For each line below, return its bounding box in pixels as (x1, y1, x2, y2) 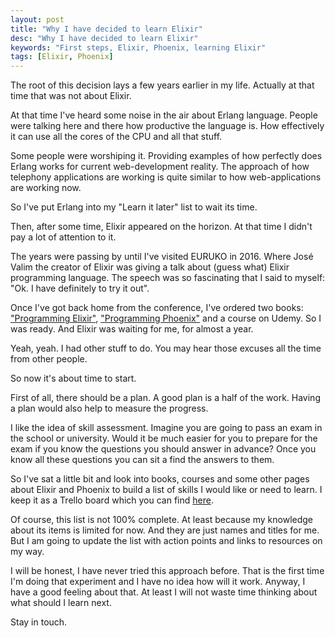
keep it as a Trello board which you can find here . (10, 494, 214, 506)
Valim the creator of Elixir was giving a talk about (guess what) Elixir (10, 261, 290, 273)
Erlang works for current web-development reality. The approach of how (10, 161, 310, 173)
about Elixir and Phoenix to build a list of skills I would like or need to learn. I (10, 484, 323, 496)
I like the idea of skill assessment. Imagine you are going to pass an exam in (10, 422, 323, 434)
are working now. (10, 182, 82, 194)
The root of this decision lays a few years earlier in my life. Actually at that (10, 79, 315, 91)
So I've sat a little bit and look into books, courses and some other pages (10, 473, 310, 485)
